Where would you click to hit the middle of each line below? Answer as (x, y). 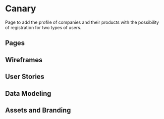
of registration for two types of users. (43, 27)
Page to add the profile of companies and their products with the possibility (82, 22)
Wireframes (24, 60)
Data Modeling (28, 94)
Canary (21, 9)
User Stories (25, 77)
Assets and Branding (38, 110)
